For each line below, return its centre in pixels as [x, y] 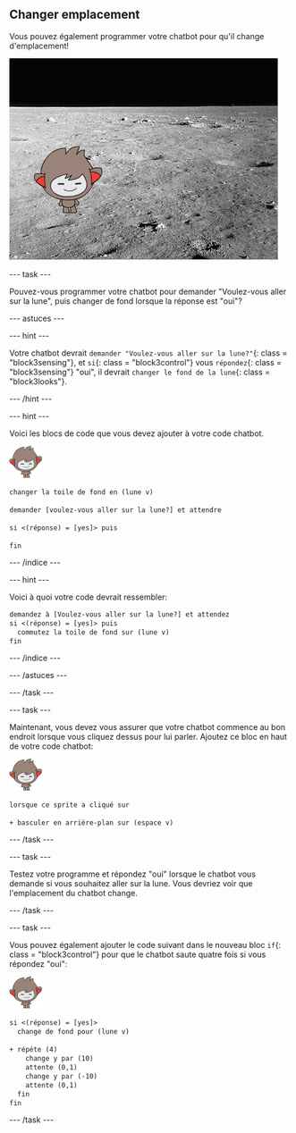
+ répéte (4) [34, 1049]
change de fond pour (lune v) [73, 1031]
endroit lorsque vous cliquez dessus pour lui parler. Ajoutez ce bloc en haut [148, 736]
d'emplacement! [39, 46]
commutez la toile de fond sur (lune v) [93, 632]
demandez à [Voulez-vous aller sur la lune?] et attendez [119, 614]
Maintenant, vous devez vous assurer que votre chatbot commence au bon [148, 726]
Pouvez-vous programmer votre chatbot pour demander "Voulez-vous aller [148, 291]
